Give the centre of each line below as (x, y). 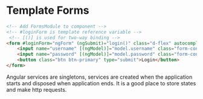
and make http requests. (37, 89)
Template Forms (48, 10)
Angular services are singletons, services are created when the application (99, 77)
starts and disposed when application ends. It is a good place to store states (101, 83)
